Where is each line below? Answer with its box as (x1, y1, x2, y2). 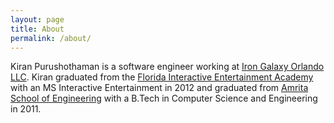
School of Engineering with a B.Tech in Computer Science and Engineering (10, 92, 318, 105)
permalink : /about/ (10, 33, 92, 43)
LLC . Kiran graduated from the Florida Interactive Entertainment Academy (10, 71, 314, 83)
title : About (10, 24, 65, 34)
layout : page (10, 14, 65, 25)
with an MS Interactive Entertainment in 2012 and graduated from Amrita (10, 82, 309, 94)
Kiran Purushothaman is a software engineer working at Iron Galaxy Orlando (10, 61, 325, 73)
